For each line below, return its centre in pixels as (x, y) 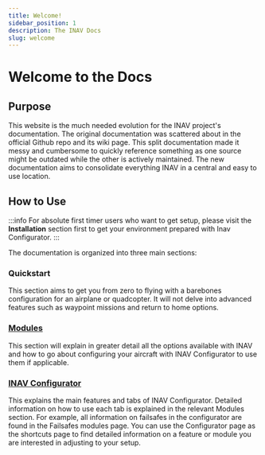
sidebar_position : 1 (43, 23)
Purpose (30, 106)
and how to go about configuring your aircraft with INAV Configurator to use (132, 354)
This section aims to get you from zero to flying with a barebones (115, 290)
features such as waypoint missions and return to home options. (113, 308)
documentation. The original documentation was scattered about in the (125, 134)
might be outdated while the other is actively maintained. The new (116, 159)
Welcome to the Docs (80, 77)
